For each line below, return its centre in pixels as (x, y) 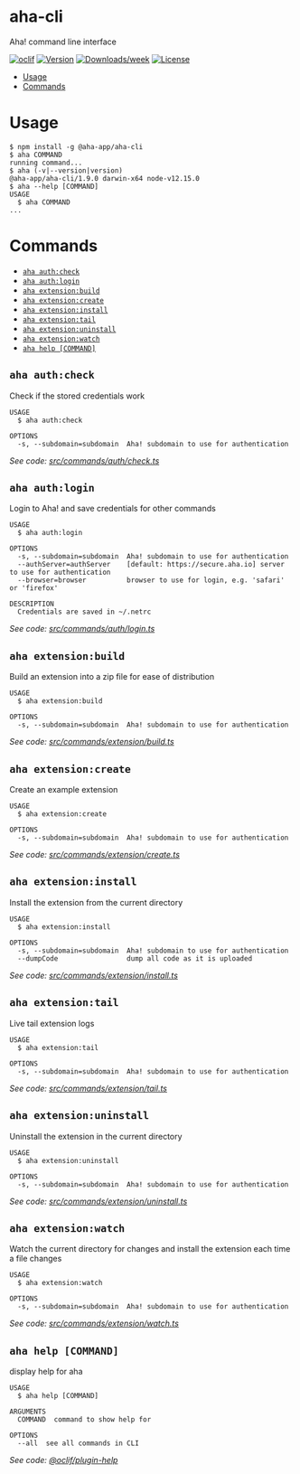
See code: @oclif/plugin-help (64, 1460)
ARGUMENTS (28, 1412)
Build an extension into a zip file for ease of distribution (112, 677)
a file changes (36, 1259)
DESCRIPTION (32, 604)
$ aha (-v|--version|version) (66, 170)
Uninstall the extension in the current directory (96, 1136)
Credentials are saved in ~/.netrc (84, 612)
